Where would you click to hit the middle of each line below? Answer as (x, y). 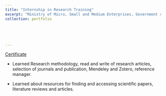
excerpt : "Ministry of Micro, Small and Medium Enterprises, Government (82, 14)
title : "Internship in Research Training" (49, 10)
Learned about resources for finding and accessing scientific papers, (83, 84)
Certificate (16, 54)
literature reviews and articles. (43, 89)
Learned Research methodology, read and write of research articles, (82, 64)
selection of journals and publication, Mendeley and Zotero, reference (83, 69)
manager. (22, 74)
